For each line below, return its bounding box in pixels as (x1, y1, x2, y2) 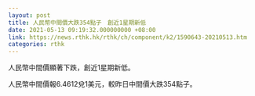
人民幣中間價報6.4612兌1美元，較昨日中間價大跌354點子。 (8, 80, 197, 89)
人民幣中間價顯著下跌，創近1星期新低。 (8, 63, 135, 73)
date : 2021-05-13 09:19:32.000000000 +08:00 (8, 26, 156, 34)
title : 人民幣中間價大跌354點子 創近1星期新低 (8, 19, 147, 27)
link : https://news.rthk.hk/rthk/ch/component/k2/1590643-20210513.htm (8, 33, 247, 41)
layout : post (8, 11, 51, 20)
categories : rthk (8, 41, 65, 48)
